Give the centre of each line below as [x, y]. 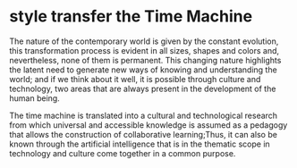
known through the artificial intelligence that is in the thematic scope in [140, 144]
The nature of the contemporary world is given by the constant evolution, [144, 41]
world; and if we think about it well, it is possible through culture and [135, 79]
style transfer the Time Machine [131, 17]
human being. [34, 98]
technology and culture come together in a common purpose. [123, 153]
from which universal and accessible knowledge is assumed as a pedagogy [148, 125]
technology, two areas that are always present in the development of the [143, 88]
